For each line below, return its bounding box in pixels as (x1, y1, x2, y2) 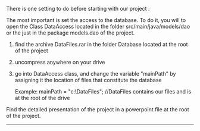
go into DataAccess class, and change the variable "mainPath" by (14, 70, 176, 77)
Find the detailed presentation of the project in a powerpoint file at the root (6, 106, 189, 113)
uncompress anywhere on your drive (14, 59, 105, 65)
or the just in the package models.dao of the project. (6, 29, 135, 36)
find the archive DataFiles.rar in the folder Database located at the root (14, 41, 189, 48)
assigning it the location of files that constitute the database (14, 77, 162, 83)
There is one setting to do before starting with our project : (6, 5, 150, 12)
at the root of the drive (14, 95, 70, 101)
